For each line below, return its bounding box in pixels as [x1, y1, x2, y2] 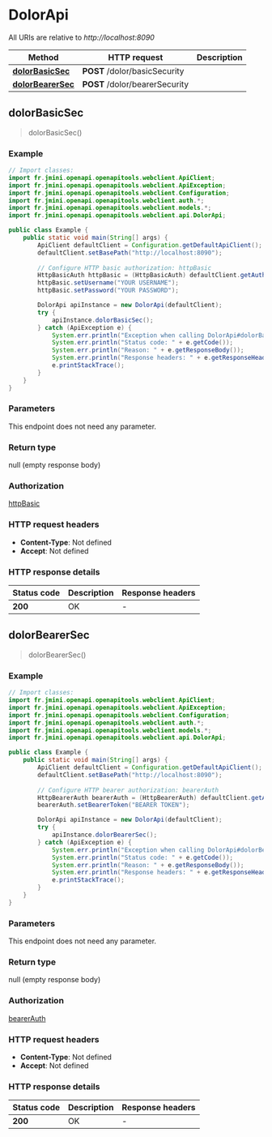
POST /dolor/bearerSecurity [82, 79, 189, 90]
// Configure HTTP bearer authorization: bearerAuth [37, 786, 219, 794]
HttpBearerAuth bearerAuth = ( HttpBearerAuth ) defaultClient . [37, 793, 252, 801]
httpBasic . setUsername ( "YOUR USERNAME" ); [37, 279, 180, 287]
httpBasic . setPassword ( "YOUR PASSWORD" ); [37, 286, 180, 295]
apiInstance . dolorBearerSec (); [51, 831, 158, 840]
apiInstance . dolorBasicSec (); [51, 316, 154, 324]
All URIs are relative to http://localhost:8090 [8, 32, 155, 42]
